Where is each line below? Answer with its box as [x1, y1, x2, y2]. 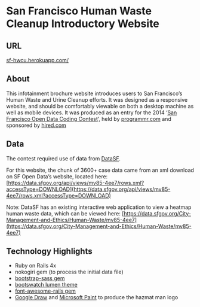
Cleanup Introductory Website [6, 17, 160, 31]
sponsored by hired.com [6, 121, 67, 129]
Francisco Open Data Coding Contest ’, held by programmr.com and [6, 115, 171, 122]
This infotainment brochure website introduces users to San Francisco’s [6, 90, 183, 97]
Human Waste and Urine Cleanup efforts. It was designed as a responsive [6, 96, 188, 103]
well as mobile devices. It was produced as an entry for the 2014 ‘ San [6, 109, 177, 116]
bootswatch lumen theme [14, 281, 78, 288]
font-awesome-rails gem [14, 287, 76, 294]
